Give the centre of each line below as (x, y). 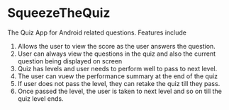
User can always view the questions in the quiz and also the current (117, 54)
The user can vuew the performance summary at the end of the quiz (118, 76)
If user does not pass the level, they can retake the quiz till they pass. (119, 83)
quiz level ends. (40, 98)
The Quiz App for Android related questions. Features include (97, 32)
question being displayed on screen (70, 61)
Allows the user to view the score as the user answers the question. (117, 46)
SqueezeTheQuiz (59, 13)
